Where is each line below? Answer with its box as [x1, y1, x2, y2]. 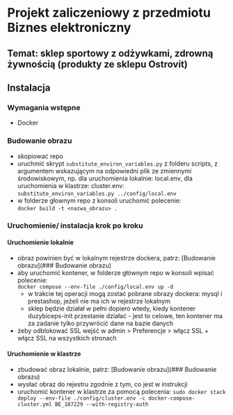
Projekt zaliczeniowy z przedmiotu [7, 5, 211, 21]
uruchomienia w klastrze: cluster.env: [17, 181, 125, 189]
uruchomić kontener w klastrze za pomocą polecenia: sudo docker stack [17, 387, 226, 396]
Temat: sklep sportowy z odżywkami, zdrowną [7, 47, 214, 59]
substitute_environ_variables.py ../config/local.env [17, 190, 177, 197]
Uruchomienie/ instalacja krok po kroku [7, 221, 143, 230]
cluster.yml [17, 400, 52, 408]
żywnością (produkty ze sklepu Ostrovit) [7, 58, 188, 70]
